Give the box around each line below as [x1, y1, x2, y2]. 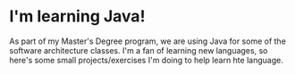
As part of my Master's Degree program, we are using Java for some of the [9, 36, 286, 46]
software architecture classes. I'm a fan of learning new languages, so [9, 45, 268, 55]
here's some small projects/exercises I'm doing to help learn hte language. [9, 54, 283, 65]
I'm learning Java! [9, 6, 146, 27]
